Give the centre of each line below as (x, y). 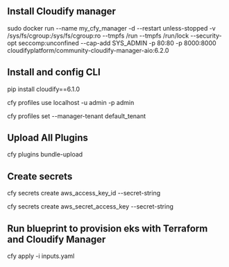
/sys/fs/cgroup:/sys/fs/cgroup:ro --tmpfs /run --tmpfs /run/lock (98, 35)
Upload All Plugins (48, 138)
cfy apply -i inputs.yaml (41, 256)
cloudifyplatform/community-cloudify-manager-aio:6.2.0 (88, 50)
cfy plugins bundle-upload (45, 154)
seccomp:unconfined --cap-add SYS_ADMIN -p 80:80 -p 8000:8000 (117, 43)
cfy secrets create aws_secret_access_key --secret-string (90, 207)
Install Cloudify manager (62, 11)
